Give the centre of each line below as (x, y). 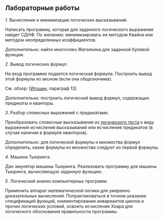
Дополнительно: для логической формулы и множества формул (73, 142)
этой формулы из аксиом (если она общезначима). (59, 79)
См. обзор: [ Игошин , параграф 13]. (41, 88)
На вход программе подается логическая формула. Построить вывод (79, 74)
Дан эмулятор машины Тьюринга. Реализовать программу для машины (81, 166)
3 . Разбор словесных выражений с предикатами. (57, 112)
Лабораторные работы (42, 8)
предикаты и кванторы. (30, 103)
